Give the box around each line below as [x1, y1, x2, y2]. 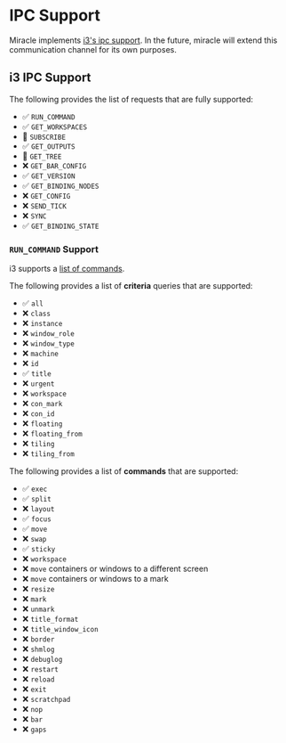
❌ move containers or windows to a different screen [21, 563, 209, 575]
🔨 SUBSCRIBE [21, 131, 67, 142]
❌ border [21, 633, 55, 644]
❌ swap [21, 534, 47, 544]
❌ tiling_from [21, 448, 75, 459]
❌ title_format [21, 614, 79, 625]
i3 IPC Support [9, 70, 91, 86]
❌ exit [21, 683, 47, 695]
